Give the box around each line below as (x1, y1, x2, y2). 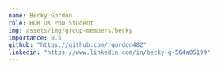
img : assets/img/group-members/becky (8, 26, 133, 34)
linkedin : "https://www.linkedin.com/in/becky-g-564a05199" (8, 48, 212, 56)
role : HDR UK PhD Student (8, 19, 94, 27)
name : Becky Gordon (8, 11, 73, 20)
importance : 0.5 (8, 33, 62, 42)
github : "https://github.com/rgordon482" (8, 41, 147, 49)
